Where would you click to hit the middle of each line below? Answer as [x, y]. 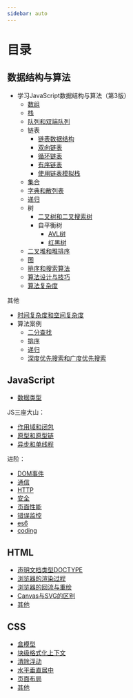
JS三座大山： [26, 413]
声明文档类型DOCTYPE [50, 570]
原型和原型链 [35, 435]
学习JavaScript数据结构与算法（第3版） [73, 95]
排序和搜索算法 [49, 268]
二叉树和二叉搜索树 [65, 216]
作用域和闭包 [35, 427]
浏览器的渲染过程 [41, 578]
